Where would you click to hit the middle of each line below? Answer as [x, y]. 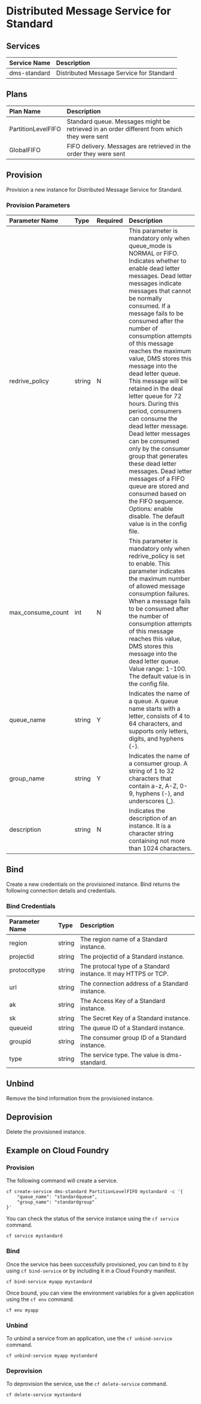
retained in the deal [156, 388]
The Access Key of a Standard [123, 1001]
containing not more [157, 841]
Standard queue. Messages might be [118, 121]
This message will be [158, 381]
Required [110, 221]
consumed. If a [149, 306]
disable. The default [156, 516]
